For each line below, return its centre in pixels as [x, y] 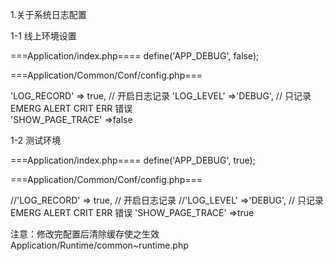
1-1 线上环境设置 [43, 36]
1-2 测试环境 [36, 140]
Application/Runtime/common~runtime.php [99, 245]
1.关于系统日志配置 [48, 14]
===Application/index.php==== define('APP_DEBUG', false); [135, 56]
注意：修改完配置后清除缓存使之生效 [85, 234]
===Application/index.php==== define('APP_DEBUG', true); [133, 160]
